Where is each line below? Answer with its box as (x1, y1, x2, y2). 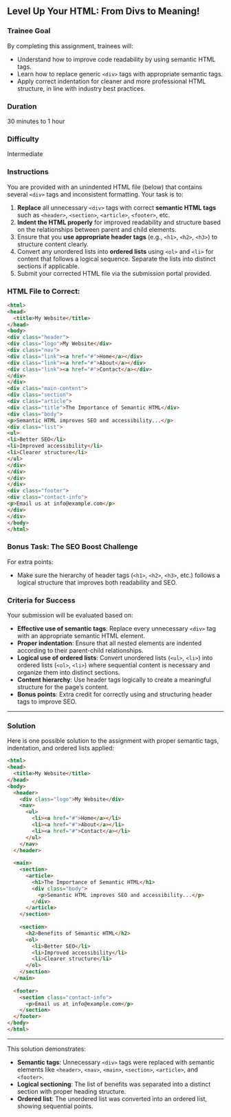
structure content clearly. (16, 240, 89, 248)
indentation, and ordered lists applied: (7, 744, 115, 752)
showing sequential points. (16, 1102, 93, 1110)
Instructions (7, 167, 49, 177)
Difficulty (7, 134, 39, 144)
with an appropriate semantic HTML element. (16, 631, 146, 640)
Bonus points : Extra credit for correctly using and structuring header (16, 690, 212, 698)
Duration (7, 101, 37, 111)
